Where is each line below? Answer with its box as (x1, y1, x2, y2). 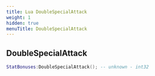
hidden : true (6, 20, 39, 26)
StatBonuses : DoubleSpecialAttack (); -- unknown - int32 (6, 64, 149, 70)
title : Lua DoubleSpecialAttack (6, 8, 87, 15)
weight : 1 (6, 14, 31, 21)
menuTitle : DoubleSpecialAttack (6, 25, 87, 32)
